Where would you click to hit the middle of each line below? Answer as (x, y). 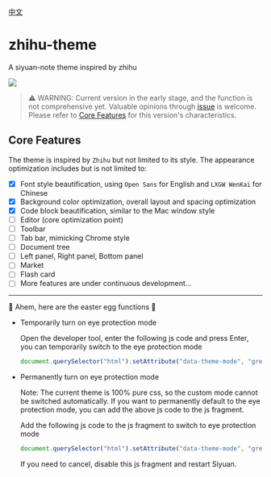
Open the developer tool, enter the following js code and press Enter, (134, 338)
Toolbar (33, 229)
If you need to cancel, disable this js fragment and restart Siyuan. (128, 464)
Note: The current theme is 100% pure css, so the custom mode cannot (139, 392)
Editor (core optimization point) (71, 219)
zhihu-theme (52, 45)
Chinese (34, 193)
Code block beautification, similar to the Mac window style (117, 210)
